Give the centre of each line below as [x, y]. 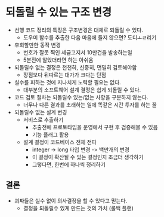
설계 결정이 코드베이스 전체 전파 [60, 142]
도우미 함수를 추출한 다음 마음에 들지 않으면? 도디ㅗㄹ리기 [90, 37]
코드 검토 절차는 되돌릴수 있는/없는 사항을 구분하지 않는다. [81, 97]
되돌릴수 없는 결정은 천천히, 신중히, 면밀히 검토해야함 [75, 67]
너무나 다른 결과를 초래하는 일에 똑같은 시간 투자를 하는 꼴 [90, 105]
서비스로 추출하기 [43, 120]
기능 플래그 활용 [50, 135]
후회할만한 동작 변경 [37, 45]
